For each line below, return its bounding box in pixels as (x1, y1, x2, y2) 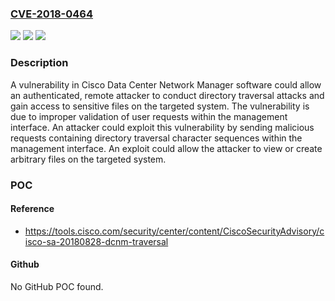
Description (10, 56, 69, 70)
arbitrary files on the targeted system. (10, 153, 167, 165)
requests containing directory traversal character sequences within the (10, 132, 303, 144)
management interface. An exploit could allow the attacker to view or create (10, 142, 323, 154)
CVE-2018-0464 (10, 7, 94, 21)
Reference (10, 203, 55, 215)
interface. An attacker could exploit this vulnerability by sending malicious (10, 121, 315, 133)
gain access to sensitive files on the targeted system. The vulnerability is (10, 100, 310, 112)
